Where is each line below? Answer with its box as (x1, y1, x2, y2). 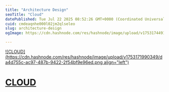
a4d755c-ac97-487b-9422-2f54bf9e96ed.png (5, 59, 103, 65)
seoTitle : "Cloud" (5, 12, 44, 17)
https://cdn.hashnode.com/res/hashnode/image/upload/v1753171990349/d (7, 54, 162, 60)
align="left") (104, 59, 129, 65)
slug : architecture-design (5, 26, 62, 31)
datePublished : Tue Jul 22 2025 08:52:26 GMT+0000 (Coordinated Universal (5, 16, 165, 21)
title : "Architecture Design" (5, 7, 69, 12)
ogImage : (5, 30, 24, 35)
